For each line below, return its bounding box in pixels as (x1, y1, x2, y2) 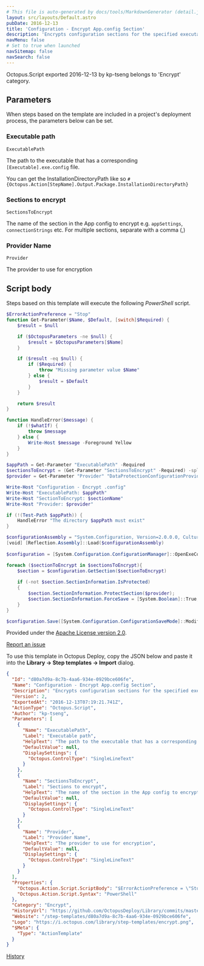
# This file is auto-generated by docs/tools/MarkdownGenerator (6, 8, 172, 15)
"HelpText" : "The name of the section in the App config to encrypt (22, 789, 200, 795)
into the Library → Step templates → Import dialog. (6, 659, 135, 666)
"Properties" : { (12, 879, 53, 886)
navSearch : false (6, 54, 50, 60)
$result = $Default (38, 378, 88, 384)
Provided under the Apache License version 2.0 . (6, 629, 127, 637)
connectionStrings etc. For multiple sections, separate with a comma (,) (6, 226, 186, 234)
